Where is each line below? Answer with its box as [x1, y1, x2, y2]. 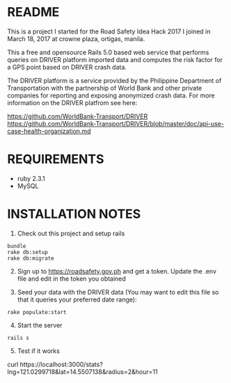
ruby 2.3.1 [17, 174, 45, 182]
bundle [7, 242, 26, 249]
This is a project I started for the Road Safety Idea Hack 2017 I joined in [7, 27, 211, 36]
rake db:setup [7, 249, 49, 256]
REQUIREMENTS [7, 151, 104, 167]
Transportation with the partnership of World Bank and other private [7, 84, 202, 92]
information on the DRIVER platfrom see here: [7, 98, 138, 107]
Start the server [17, 321, 63, 329]
